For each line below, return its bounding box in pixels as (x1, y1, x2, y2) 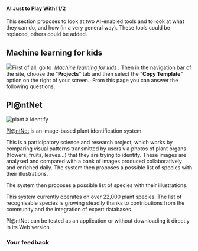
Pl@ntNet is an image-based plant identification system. (6, 127, 143, 134)
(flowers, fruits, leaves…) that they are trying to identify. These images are (6, 151, 187, 158)
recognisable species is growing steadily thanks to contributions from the (6, 199, 185, 207)
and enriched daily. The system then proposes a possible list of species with (6, 163, 193, 171)
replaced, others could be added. (6, 30, 87, 38)
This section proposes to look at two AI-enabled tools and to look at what (6, 18, 184, 25)
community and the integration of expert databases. (6, 205, 133, 213)
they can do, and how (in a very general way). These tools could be (6, 24, 170, 31)
